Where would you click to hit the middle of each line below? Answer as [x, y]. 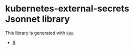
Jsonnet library [37, 19]
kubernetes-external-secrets [67, 9]
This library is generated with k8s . [40, 33]
